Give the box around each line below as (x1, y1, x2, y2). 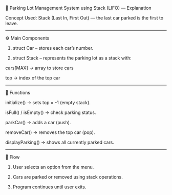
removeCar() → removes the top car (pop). (5, 129, 95, 135)
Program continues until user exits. (12, 184, 87, 190)
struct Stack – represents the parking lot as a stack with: (12, 55, 132, 61)
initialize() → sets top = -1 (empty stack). (5, 100, 91, 105)
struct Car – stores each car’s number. (12, 45, 94, 51)
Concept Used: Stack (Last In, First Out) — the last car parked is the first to (5, 15, 164, 21)
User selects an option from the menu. (12, 164, 94, 170)
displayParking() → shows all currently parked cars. (5, 139, 114, 145)
